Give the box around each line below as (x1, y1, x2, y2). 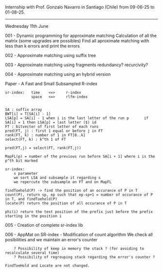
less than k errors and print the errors (5, 43, 80, 49)
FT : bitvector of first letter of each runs (5, 124, 98, 129)
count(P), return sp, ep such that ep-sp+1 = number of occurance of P (5, 192, 153, 197)
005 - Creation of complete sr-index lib (5, 222, 83, 228)
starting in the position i (5, 214, 62, 218)
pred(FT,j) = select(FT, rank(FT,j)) (5, 146, 81, 150)
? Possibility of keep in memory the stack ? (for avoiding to (14, 246, 145, 251)
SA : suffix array (5, 107, 42, 112)
